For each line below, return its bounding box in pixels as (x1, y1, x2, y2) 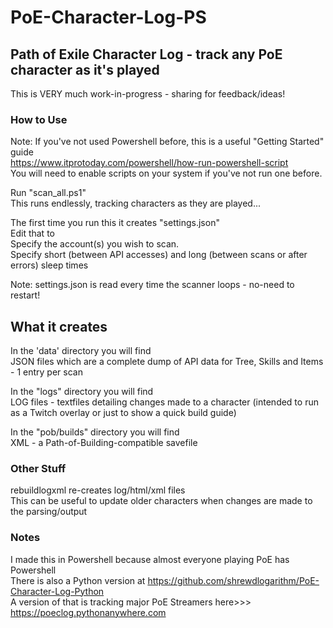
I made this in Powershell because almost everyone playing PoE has (10, 553, 290, 565)
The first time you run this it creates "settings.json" (10, 217, 220, 229)
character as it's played (10, 61, 160, 78)
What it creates (10, 318, 108, 335)
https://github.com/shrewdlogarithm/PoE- (147, 574, 320, 586)
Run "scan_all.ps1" (10, 187, 87, 199)
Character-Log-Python (10, 585, 105, 597)
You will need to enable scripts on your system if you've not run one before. (10, 167, 323, 180)
